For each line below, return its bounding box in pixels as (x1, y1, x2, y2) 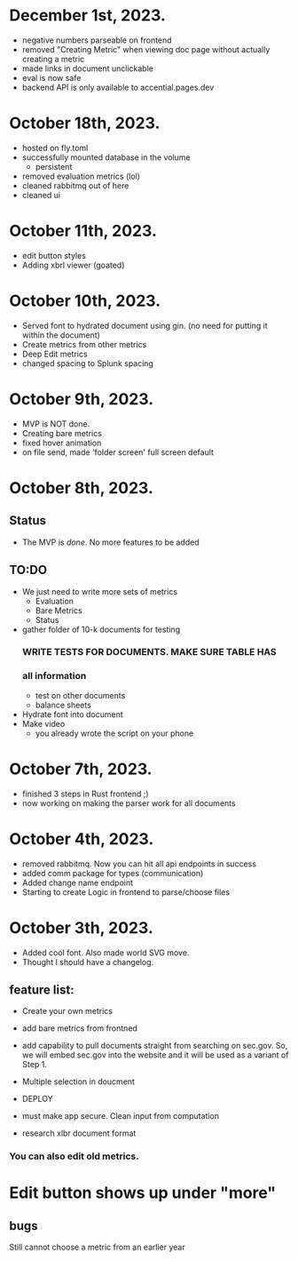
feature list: (9, 982, 74, 997)
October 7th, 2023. (9, 759, 153, 778)
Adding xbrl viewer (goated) (21, 259, 125, 270)
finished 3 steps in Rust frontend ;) (21, 788, 149, 799)
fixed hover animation (21, 437, 102, 448)
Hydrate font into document (21, 708, 124, 720)
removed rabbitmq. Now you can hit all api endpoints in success (21, 858, 257, 869)
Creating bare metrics (21, 427, 102, 438)
